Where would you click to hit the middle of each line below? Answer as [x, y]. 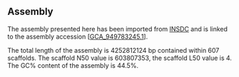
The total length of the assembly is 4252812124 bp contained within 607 [113, 50]
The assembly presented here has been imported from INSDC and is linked [118, 29]
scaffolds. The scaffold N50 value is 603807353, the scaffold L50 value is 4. [119, 58]
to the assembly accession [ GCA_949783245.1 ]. [78, 36]
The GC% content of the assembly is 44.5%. [73, 65]
